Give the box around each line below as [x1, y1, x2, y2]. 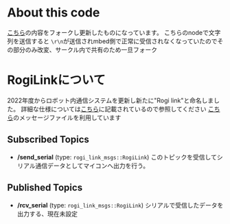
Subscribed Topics [7, 134, 89, 146]
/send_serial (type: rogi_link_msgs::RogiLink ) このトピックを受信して [16, 153, 218, 161]
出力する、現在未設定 [16, 210, 78, 218]
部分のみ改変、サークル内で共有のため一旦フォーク [12, 45, 158, 54]
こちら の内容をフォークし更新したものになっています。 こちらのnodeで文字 [7, 28, 221, 36]
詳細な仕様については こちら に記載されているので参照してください [20, 104, 207, 113]
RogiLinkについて [7, 72, 106, 88]
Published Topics [7, 182, 83, 194]
